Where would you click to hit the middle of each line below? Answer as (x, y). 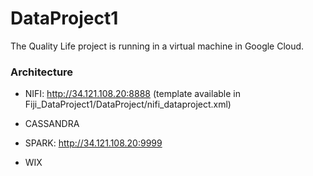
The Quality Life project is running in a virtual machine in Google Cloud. (157, 46)
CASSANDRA (52, 124)
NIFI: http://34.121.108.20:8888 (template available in (132, 94)
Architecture (42, 72)
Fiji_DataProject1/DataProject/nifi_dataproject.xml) (128, 104)
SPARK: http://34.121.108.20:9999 (93, 143)
